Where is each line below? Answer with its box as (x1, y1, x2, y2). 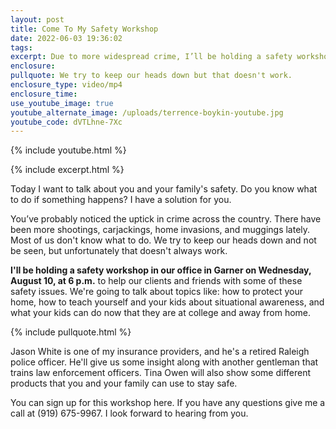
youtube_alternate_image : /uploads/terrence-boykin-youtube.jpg (10, 107, 284, 118)
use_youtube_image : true (10, 98, 114, 108)
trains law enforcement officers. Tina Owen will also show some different (10, 367, 312, 379)
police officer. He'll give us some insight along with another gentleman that (10, 356, 319, 368)
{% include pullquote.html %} (10, 326, 132, 338)
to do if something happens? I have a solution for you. (10, 194, 232, 206)
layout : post (10, 14, 65, 25)
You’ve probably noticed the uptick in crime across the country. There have (10, 213, 322, 225)
